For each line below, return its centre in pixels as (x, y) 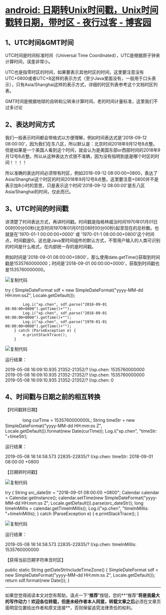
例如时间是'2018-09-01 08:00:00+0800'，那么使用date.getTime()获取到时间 (83, 257)
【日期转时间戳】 (22, 472)
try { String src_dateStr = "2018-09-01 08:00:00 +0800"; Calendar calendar (82, 493)
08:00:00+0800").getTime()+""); (38, 308)
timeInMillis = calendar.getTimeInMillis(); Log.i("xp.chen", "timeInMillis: (77, 508)
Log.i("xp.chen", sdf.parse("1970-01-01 (65, 322)
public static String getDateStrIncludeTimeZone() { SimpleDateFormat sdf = (82, 570)
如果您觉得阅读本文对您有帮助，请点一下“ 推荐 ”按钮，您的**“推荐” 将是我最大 (83, 595)
